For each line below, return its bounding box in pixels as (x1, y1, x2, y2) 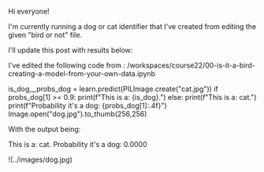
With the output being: (8, 125, 81, 134)
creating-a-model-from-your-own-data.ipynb (8, 69, 156, 78)
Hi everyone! (8, 7, 50, 16)
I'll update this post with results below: (8, 46, 133, 54)
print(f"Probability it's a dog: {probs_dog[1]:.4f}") (8, 101, 167, 110)
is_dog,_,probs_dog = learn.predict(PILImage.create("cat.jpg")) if (8, 84, 218, 93)
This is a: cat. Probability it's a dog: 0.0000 (8, 140, 147, 148)
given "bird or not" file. (8, 31, 83, 39)
